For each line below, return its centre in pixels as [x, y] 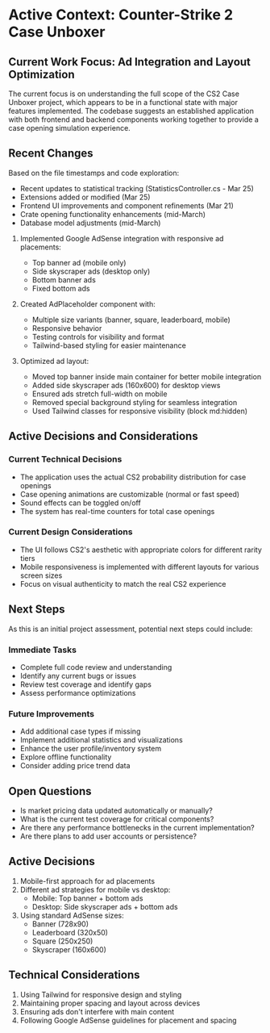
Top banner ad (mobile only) [79, 262]
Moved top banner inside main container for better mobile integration [147, 376]
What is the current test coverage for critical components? [117, 819]
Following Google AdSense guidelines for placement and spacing [128, 1020]
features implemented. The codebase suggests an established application [131, 111]
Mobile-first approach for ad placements [87, 880]
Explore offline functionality [66, 757]
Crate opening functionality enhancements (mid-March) [113, 214]
